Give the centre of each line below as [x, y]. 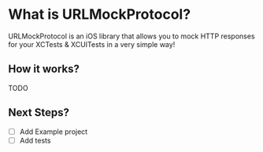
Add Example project [54, 132]
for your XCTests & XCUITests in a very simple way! [92, 44]
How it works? [44, 69]
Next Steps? [39, 112]
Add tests [35, 140]
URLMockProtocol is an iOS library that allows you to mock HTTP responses [131, 36]
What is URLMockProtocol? [100, 14]
